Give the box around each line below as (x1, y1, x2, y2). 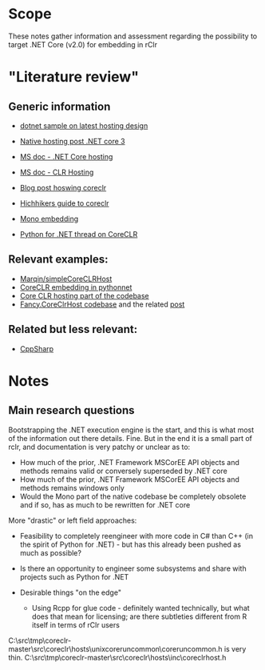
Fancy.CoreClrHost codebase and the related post (19, 299, 185, 309)
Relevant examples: (8, 253, 109, 267)
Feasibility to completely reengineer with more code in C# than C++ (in (19, 531, 254, 540)
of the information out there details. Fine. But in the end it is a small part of (8, 433, 253, 443)
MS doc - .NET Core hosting (19, 151, 113, 161)
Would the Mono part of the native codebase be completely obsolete (19, 491, 247, 501)
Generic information (8, 99, 111, 113)
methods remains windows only (19, 483, 125, 492)
